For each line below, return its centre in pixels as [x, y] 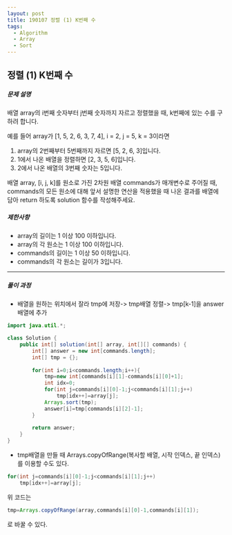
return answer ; [54, 428]
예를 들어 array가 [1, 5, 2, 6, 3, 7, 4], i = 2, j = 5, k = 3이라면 [88, 136]
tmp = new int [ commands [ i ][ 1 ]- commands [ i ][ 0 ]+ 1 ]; [114, 377]
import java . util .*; [37, 326]
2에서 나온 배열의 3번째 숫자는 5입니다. [70, 168]
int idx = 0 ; [60, 383]
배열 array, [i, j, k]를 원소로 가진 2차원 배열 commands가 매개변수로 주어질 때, [112, 183]
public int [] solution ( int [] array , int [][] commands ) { [103, 345]
